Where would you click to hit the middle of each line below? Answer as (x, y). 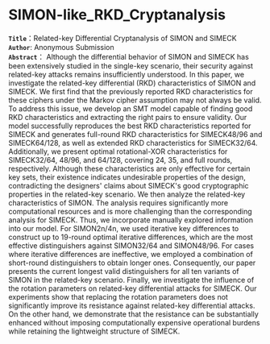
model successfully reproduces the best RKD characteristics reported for (130, 126)
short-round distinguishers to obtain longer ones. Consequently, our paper (132, 263)
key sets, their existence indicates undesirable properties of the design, (127, 177)
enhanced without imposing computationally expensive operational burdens (134, 322)
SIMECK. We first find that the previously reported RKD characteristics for (131, 91)
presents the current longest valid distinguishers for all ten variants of (124, 271)
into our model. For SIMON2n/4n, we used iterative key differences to (124, 228)
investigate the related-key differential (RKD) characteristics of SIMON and (132, 83)
